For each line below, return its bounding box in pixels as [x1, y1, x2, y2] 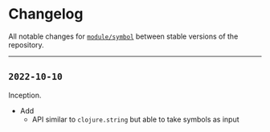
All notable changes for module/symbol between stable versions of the [8, 31, 239, 41]
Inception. [8, 90, 42, 100]
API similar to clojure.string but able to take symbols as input [31, 114, 239, 124]
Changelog [8, 5, 84, 23]
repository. [8, 39, 44, 49]
